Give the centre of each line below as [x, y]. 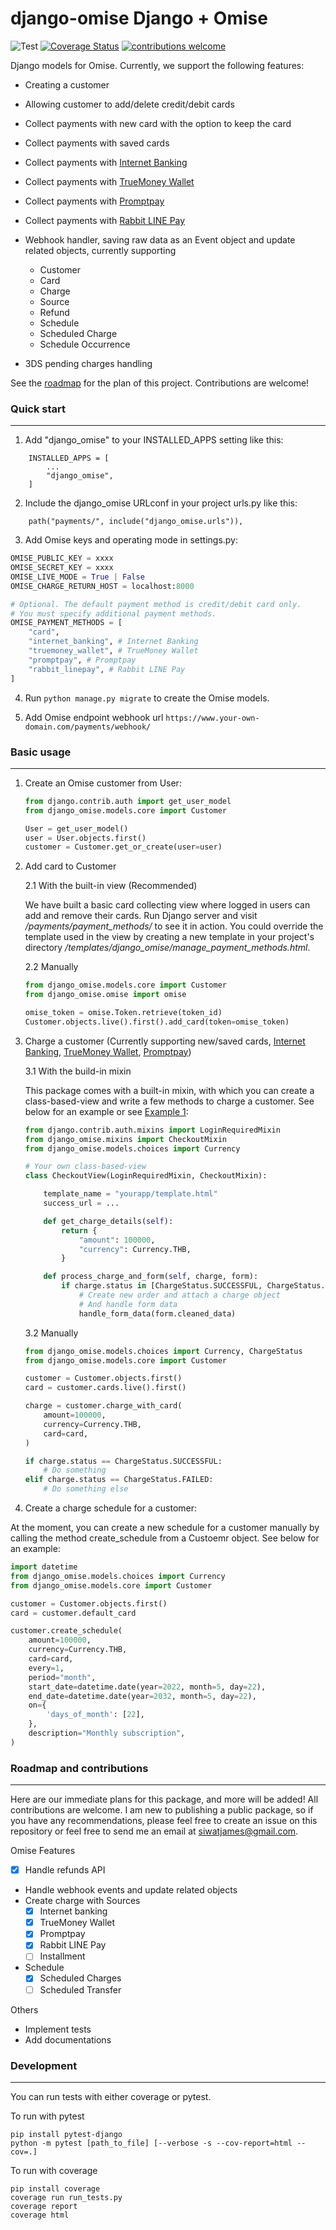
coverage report [44, 2206]
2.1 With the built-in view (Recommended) [111, 886]
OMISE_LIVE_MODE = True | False [77, 577]
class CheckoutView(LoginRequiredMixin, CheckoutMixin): [146, 1176]
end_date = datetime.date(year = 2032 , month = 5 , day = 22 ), [142, 1696]
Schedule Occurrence [85, 344]
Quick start [38, 409]
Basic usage [41, 752]
